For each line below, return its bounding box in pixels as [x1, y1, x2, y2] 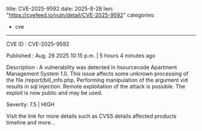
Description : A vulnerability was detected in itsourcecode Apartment [6, 64, 177, 71]
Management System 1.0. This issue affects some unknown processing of [6, 70, 189, 77]
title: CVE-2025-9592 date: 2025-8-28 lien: [6, 5, 114, 12]
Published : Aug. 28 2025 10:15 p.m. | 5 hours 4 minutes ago [6, 52, 156, 59]
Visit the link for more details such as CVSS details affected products [6, 112, 177, 120]
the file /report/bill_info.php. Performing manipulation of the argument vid [6, 76, 188, 84]
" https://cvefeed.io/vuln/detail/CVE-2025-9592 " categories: [6, 11, 155, 19]
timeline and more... [6, 119, 56, 126]
